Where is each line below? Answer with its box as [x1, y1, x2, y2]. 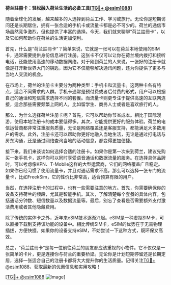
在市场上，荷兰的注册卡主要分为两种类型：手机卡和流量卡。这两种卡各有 [5, 82, 157, 88]
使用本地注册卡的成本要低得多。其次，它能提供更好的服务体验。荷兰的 [14, 118, 161, 124]
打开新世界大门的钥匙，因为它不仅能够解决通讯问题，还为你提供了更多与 [14, 65, 166, 71]
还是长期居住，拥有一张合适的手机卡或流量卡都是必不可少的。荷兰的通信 [9, 22, 161, 28]
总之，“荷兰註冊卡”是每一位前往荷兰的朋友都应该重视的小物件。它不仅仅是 [5, 245, 161, 250]
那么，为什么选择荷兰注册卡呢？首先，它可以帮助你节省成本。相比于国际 [5, 112, 157, 118]
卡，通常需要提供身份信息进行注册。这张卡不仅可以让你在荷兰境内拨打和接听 [5, 52, 166, 58]
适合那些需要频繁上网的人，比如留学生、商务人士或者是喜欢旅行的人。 [14, 101, 161, 107]
